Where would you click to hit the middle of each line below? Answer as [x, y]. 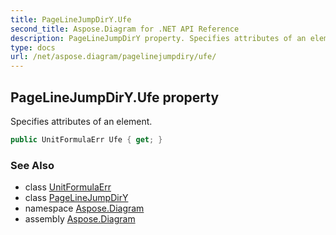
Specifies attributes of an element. [81, 121]
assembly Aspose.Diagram [80, 219]
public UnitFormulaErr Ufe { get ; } [86, 139]
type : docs [33, 47]
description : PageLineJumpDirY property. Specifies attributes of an [158, 38]
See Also [32, 165]
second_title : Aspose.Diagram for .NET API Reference [125, 29]
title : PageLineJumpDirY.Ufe [71, 19]
